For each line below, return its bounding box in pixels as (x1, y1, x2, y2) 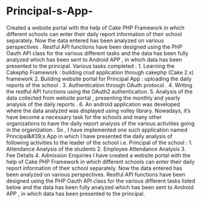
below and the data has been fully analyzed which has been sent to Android (6, 183, 194, 190)
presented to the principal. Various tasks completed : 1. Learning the (6, 62, 175, 70)
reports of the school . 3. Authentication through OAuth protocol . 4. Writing (6, 81, 193, 88)
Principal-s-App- (6, 4, 93, 18)
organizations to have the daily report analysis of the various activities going (6, 120, 195, 127)
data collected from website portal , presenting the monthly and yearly (6, 94, 181, 101)
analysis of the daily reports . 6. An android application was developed (6, 100, 180, 108)
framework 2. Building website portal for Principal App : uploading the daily (6, 75, 192, 82)
